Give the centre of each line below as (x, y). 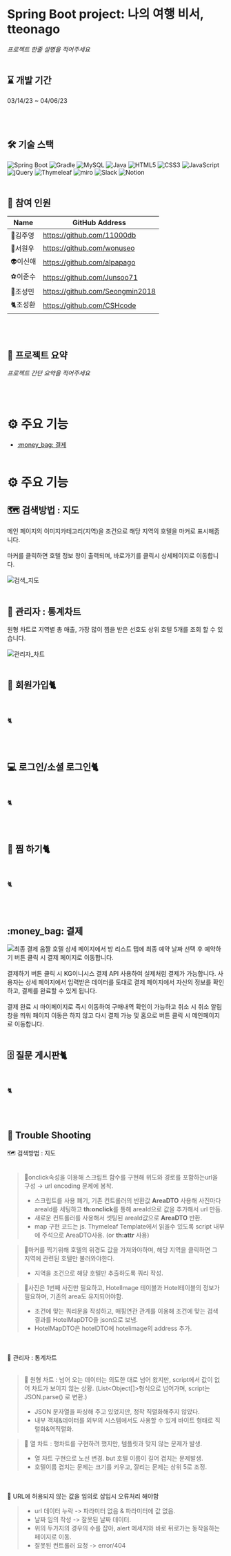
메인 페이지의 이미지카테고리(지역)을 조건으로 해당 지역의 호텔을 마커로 (102, 531)
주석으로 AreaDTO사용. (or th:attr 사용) (96, 1235)
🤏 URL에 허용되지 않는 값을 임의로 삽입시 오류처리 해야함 (83, 1496)
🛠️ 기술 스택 (30, 145)
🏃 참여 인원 (29, 203)
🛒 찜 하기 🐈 (29, 849)
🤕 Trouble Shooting (49, 1136)
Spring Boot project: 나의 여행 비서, (106, 14)
